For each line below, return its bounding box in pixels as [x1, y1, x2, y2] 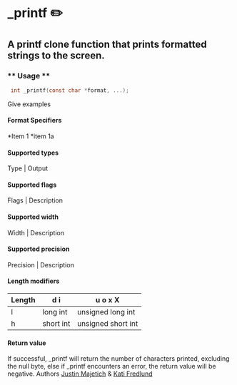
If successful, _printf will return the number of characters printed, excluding [7, 354, 230, 363]
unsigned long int [77, 307, 136, 317]
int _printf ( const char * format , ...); [10, 86, 130, 94]
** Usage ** [7, 71, 51, 81]
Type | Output [7, 164, 49, 173]
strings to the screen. [7, 49, 105, 61]
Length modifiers [7, 277, 60, 285]
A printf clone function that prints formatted [7, 38, 207, 50]
